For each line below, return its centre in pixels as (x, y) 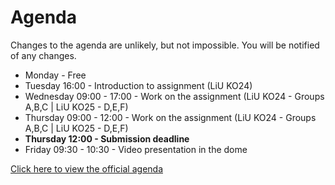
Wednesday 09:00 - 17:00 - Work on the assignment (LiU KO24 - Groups (174, 96)
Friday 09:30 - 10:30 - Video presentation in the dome (136, 149)
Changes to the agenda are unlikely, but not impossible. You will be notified (165, 45)
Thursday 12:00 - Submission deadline (107, 138)
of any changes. (43, 55)
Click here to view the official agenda (86, 168)
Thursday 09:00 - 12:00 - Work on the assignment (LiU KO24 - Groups (170, 117)
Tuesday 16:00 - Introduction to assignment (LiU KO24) (138, 85)
